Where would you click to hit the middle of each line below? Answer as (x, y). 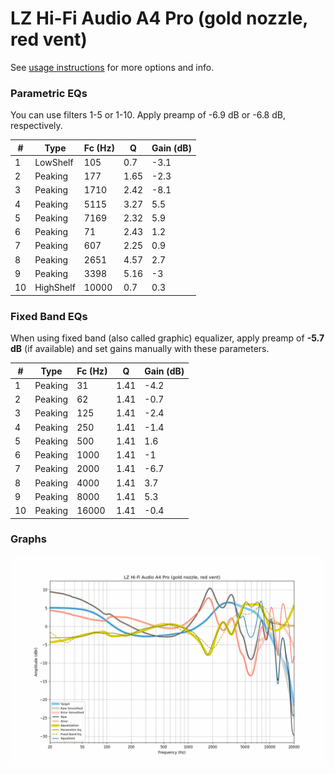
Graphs (28, 539)
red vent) (49, 39)
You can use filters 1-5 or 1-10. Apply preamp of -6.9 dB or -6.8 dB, (148, 115)
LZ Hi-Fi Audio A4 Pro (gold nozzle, (159, 18)
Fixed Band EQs (49, 316)
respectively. (36, 126)
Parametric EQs (49, 93)
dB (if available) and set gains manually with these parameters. (140, 349)
